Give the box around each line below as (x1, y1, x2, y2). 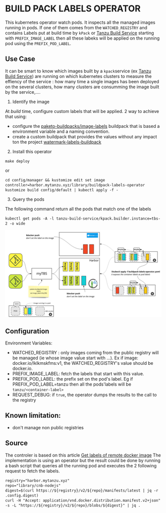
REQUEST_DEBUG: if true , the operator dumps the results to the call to (12, 392, 157, 398)
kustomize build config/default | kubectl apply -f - (5, 187, 119, 192)
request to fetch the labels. (5, 468, 60, 474)
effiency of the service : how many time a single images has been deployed (5, 78, 160, 84)
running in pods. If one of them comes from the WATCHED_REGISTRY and (5, 24, 148, 30)
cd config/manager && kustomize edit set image (5, 177, 106, 182)
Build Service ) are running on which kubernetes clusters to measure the (5, 73, 152, 79)
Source (5, 439, 28, 448)
